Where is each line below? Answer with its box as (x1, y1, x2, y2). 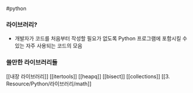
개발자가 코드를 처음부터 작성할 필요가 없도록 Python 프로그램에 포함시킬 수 (14, 35, 188, 42)
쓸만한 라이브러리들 (6, 58, 58, 67)
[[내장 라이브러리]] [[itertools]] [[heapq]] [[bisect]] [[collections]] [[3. (6, 73, 171, 80)
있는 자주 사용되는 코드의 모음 (14, 42, 82, 49)
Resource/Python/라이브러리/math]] (6, 80, 92, 87)
